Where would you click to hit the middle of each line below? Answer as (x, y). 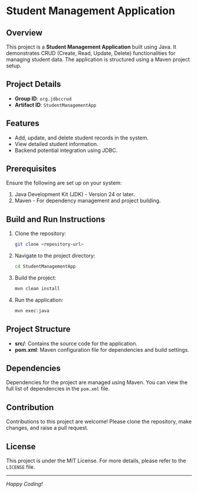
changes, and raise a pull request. (47, 428)
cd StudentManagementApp (45, 267)
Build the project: (35, 278)
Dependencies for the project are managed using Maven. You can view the (97, 382)
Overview (24, 33)
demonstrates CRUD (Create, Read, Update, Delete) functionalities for (91, 53)
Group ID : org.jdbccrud (43, 98)
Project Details (34, 84)
